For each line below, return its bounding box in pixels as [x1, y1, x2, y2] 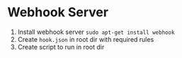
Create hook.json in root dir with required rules [17, 35, 154, 43]
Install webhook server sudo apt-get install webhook [17, 28, 175, 36]
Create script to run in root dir [17, 42, 105, 51]
